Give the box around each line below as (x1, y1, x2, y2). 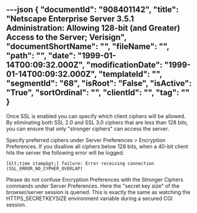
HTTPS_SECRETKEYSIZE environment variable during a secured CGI (6, 195, 173, 202)
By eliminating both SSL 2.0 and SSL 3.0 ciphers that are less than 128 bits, (6, 119, 189, 126)
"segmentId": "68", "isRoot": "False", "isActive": (6, 78, 192, 89)
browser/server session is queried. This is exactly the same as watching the (6, 188, 191, 195)
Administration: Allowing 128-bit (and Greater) (6, 23, 180, 33)
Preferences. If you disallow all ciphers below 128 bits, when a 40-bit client (6, 143, 189, 150)
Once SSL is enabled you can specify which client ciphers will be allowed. (6, 112, 186, 120)
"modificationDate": (86, 60, 163, 70)
